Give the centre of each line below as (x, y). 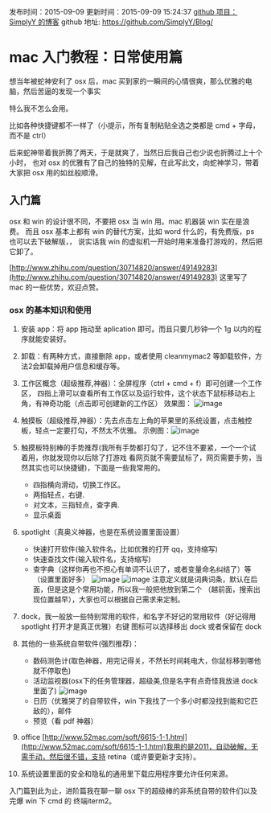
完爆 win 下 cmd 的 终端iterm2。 (62, 801)
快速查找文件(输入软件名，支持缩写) (92, 559)
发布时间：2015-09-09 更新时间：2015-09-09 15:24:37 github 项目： (123, 12)
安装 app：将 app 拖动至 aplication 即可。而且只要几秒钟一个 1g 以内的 (138, 329)
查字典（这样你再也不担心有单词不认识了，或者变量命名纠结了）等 (142, 569)
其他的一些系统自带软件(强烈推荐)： (80, 644)
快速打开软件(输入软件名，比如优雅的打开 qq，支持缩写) (125, 549)
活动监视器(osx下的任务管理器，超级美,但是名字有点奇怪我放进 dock (145, 681)
